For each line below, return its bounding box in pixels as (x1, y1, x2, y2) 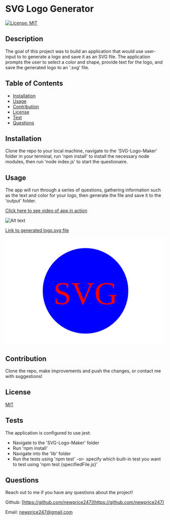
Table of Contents (5, 79, 64, 88)
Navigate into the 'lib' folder (12, 450, 71, 456)
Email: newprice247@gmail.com (5, 509, 73, 515)
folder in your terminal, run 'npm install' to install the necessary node (5, 153, 150, 159)
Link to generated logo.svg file (5, 227, 69, 234)
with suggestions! (5, 373, 43, 379)
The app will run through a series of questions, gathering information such (5, 187, 161, 193)
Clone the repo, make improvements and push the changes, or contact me (5, 368, 161, 374)
